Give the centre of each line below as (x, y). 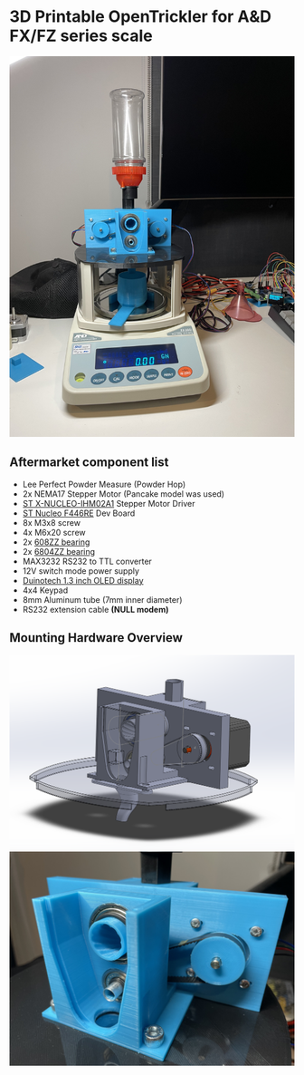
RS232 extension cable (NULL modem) (95, 609)
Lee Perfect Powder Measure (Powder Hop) (104, 484)
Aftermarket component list (89, 463)
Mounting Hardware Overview (96, 638)
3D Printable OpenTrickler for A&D (141, 17)
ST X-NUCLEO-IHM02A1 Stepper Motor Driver (109, 503)
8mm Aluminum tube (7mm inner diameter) (102, 599)
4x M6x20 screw (54, 532)
